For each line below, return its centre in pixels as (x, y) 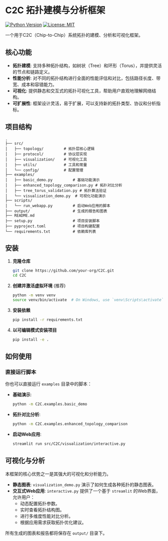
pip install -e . (31, 340)
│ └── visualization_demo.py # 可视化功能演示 (56, 196)
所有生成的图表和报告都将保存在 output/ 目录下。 (56, 533)
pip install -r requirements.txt (48, 320)
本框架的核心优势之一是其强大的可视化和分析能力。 (58, 474)
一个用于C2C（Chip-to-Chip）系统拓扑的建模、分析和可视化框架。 (74, 35)
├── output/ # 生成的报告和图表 (56, 211)
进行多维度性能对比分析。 (47, 516)
